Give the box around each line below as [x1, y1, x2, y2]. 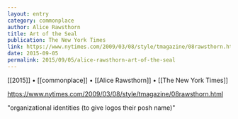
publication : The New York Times [7, 37, 106, 44]
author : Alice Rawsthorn [7, 23, 81, 30]
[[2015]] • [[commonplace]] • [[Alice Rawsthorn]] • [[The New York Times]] [7, 76, 229, 84]
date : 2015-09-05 [7, 50, 59, 57]
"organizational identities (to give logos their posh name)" [7, 103, 176, 112]
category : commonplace [7, 17, 74, 24]
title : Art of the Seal [7, 30, 78, 38]
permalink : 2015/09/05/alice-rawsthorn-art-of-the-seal [7, 57, 176, 64]
